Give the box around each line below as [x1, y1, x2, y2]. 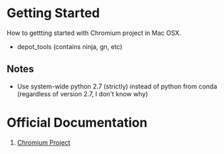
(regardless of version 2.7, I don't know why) [16, 89, 148, 98]
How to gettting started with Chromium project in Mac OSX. [6, 29, 181, 37]
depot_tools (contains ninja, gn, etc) [16, 42, 123, 51]
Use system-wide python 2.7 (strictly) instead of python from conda [16, 82, 218, 91]
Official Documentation [6, 114, 148, 130]
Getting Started [6, 5, 101, 21]
